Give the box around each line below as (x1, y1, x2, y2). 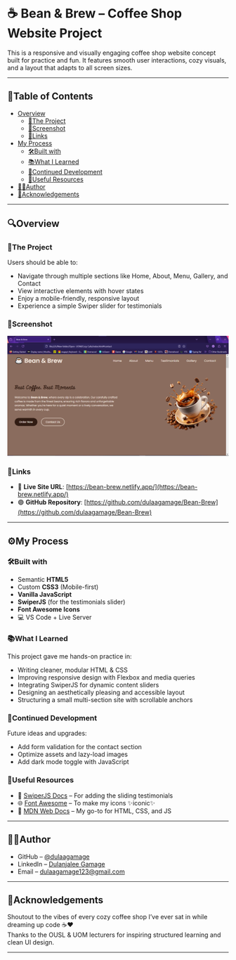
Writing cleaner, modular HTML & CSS (17, 666, 129, 675)
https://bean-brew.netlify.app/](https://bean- (67, 483, 198, 491)
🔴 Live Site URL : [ (17, 483, 69, 491)
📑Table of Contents (7, 91, 93, 103)
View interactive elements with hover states (17, 287, 144, 295)
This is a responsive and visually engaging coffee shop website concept (7, 48, 216, 57)
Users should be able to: (7, 258, 79, 267)
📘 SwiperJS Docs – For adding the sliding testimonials (17, 791, 173, 800)
